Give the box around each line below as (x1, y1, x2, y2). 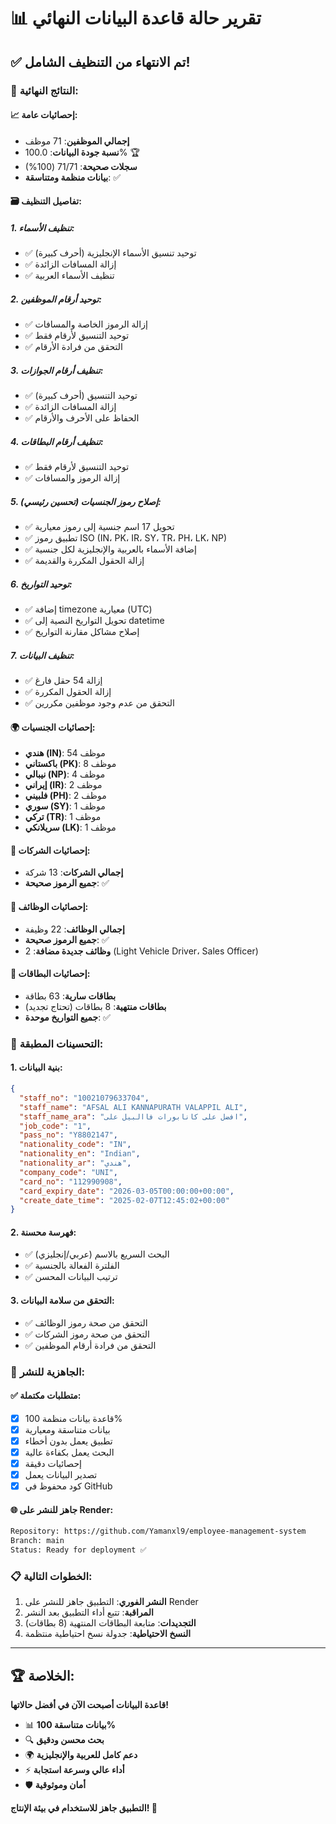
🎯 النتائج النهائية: (10, 83, 79, 97)
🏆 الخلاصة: (10, 1667, 75, 1684)
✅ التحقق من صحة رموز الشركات (24, 1328, 150, 1340)
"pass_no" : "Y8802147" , (19, 1130, 118, 1140)
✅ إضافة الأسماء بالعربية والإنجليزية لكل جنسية (24, 543, 197, 555)
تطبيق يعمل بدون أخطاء (24, 1435, 113, 1447)
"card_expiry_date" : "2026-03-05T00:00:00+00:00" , (19, 1186, 235, 1196)
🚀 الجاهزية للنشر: (10, 1365, 85, 1379)
